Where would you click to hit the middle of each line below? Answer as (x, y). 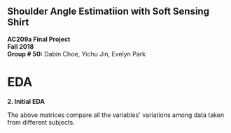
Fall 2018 (21, 46)
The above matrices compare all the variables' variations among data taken (116, 115)
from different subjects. (41, 122)
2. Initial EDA (26, 101)
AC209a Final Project (39, 39)
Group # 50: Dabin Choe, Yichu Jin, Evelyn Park (76, 54)
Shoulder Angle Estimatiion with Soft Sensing (108, 11)
